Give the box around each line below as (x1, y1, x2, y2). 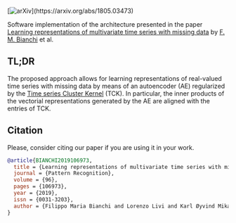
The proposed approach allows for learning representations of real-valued (7, 74, 223, 82)
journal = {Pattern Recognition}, (13, 170, 114, 177)
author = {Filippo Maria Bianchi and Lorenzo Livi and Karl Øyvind (13, 203, 216, 210)
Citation (7, 125, 44, 136)
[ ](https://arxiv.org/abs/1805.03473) (7, 7, 134, 15)
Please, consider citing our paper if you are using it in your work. (7, 143, 195, 151)
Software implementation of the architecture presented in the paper (7, 20, 203, 28)
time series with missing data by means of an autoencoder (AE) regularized (7, 82, 225, 90)
